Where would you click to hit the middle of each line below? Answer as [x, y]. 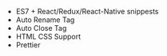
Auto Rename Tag [45, 20]
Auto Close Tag [41, 28]
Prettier [28, 45]
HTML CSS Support [48, 36]
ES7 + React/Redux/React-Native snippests [87, 11]
